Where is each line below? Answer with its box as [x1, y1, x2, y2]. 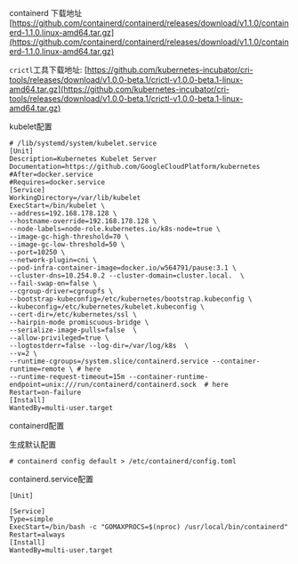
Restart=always [9, 530, 66, 539]
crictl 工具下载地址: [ [9, 65, 88, 75]
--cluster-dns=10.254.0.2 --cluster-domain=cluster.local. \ [9, 271, 245, 280]
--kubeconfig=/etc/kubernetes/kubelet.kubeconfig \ [9, 302, 205, 311]
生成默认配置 [9, 439, 56, 449]
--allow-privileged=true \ [9, 334, 109, 342]
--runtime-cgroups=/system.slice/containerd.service [9, 357, 209, 366]
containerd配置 [9, 421, 65, 431]
